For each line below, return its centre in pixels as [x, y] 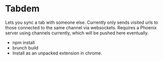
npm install [24, 42]
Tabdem [22, 9]
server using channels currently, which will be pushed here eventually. [77, 33]
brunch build [25, 48]
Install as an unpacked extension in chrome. [57, 53]
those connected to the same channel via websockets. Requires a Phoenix [81, 27]
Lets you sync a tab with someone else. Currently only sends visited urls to [82, 22]
